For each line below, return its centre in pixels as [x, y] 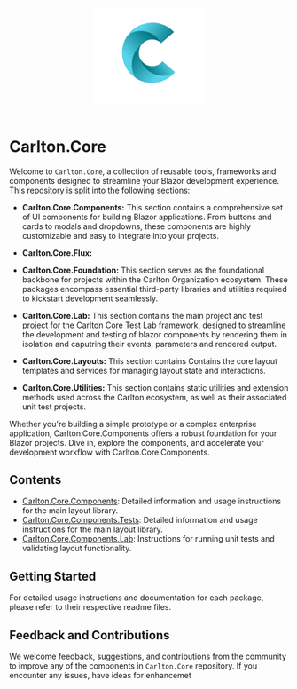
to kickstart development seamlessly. [90, 298]
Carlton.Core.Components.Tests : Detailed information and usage [140, 520]
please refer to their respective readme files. [90, 607]
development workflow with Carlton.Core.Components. [109, 452]
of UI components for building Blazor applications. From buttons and [147, 217]
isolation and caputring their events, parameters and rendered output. [149, 344]
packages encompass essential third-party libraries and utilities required [155, 289]
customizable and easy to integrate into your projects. [121, 235]
